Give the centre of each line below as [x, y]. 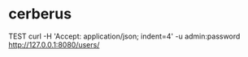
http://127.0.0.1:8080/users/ [54, 44]
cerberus [40, 14]
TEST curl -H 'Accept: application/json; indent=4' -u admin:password [124, 36]
